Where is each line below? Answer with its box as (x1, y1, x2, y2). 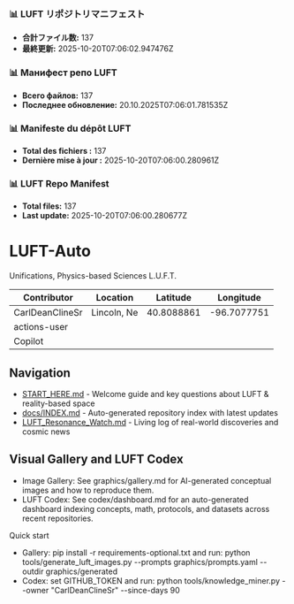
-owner (21, 585, 49, 595)
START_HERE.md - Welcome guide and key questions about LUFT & (21, 388, 269, 399)
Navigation (9, 365, 71, 380)
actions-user (13, 321, 69, 333)
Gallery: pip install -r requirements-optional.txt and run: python (21, 547, 251, 558)
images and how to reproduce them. (21, 485, 155, 495)
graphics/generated (45, 566, 117, 577)
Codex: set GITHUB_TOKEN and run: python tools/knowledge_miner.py (21, 575, 281, 585)
